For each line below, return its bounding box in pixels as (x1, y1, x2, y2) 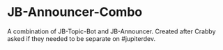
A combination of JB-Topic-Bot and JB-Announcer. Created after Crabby (7, 27, 216, 35)
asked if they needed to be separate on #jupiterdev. (7, 34, 155, 42)
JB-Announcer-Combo (7, 4, 143, 20)
